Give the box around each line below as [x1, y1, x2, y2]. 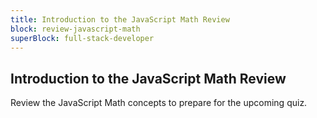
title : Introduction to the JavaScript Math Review [10, 14, 230, 25]
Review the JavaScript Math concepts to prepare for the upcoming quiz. [10, 97, 308, 109]
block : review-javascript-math [10, 24, 141, 34]
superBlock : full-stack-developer [10, 33, 155, 43]
